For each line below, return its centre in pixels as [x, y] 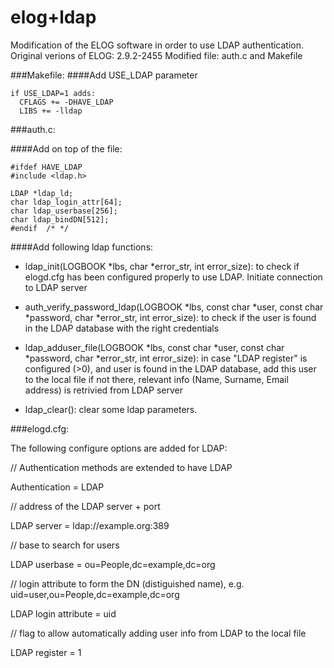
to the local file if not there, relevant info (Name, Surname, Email [156, 379]
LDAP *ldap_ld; [42, 193]
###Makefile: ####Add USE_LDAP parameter [104, 75]
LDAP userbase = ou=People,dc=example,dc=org [113, 564]
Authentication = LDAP [57, 487]
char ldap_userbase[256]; [64, 211]
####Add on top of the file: [66, 148]
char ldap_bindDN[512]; [60, 219]
